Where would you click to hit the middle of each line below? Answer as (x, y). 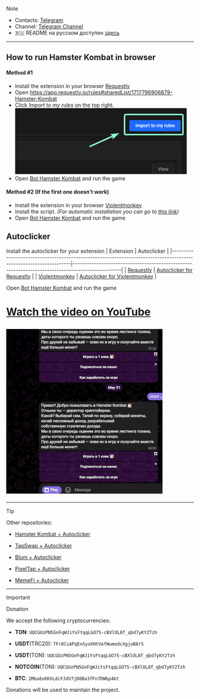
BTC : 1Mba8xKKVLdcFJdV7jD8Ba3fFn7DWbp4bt (67, 678)
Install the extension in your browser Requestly (72, 86)
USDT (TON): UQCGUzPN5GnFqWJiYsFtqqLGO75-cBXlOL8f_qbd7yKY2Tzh (95, 655)
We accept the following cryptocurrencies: (58, 620)
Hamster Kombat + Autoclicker (52, 534)
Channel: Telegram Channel (49, 27)
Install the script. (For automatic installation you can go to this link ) (97, 212)
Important (18, 597)
